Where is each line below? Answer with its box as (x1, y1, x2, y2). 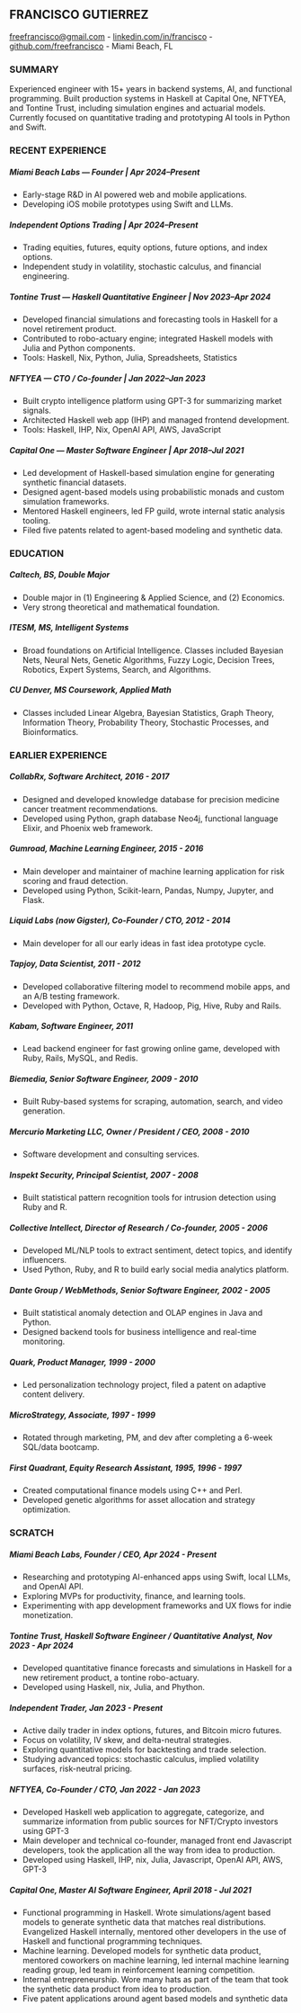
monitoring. (22, 1336, 66, 1347)
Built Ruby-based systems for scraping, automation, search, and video (22, 1096, 283, 1107)
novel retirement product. (22, 323, 117, 334)
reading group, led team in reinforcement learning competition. (22, 1964, 256, 1975)
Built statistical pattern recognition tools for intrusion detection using (22, 1192, 277, 1203)
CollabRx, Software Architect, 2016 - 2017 (9, 771, 170, 782)
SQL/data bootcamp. (22, 1442, 100, 1453)
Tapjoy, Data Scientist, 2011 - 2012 (9, 958, 141, 970)
